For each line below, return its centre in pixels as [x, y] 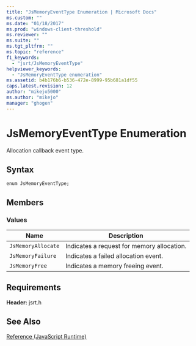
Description [126, 236]
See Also [24, 322]
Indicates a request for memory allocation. [126, 246]
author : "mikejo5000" [34, 92]
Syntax [20, 169]
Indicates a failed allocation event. [114, 256]
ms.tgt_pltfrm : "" [30, 47]
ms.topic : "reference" [35, 52]
